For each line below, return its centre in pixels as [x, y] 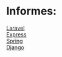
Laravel [15, 28]
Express [16, 34]
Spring [15, 41]
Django [15, 47]
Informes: [31, 11]
